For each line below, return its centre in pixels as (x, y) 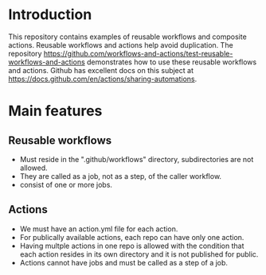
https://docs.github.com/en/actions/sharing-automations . (103, 79)
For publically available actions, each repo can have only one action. (132, 237)
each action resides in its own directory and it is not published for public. (139, 254)
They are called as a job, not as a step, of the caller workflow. (120, 176)
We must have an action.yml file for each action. (99, 229)
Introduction (50, 15)
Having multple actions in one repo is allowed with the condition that (132, 246)
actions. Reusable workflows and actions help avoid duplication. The (121, 45)
